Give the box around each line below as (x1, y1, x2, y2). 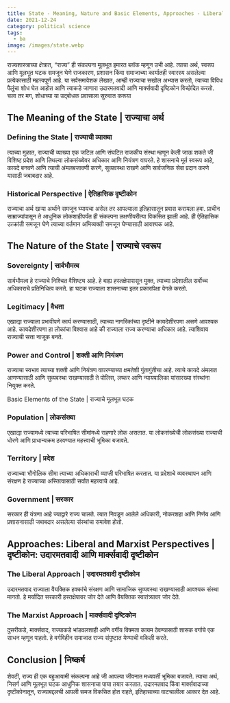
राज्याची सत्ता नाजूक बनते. (7, 332, 64, 341)
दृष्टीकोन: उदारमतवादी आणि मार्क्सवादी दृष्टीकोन (7, 549, 159, 560)
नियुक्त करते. (7, 382, 36, 390)
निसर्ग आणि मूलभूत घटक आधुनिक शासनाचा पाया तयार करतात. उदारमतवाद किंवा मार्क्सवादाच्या (7, 680, 209, 688)
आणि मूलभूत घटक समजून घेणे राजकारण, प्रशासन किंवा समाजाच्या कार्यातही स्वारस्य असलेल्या (7, 69, 206, 76)
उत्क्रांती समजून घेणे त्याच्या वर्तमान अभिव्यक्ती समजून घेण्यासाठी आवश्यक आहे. (7, 220, 175, 228)
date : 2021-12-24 (7, 16, 57, 23)
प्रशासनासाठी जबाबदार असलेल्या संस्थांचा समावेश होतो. (7, 518, 124, 526)
